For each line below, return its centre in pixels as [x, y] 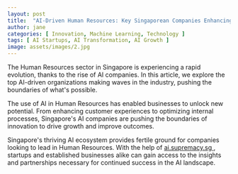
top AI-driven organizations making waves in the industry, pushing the [110, 82]
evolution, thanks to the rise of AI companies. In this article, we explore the [116, 75]
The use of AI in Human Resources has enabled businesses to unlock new [115, 103]
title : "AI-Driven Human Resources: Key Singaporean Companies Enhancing [120, 21]
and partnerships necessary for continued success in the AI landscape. [112, 163]
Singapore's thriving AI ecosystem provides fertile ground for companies [113, 140]
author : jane [27, 27]
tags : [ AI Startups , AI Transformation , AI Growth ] [89, 40]
